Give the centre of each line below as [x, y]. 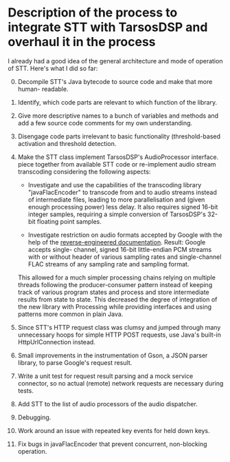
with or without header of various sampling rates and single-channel [125, 257]
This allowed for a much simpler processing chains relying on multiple [116, 277]
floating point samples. [70, 221]
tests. [25, 390]
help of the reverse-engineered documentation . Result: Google [117, 242]
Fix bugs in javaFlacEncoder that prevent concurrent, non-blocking [113, 444]
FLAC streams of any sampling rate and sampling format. [108, 264]
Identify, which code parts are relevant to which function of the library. [117, 102]
